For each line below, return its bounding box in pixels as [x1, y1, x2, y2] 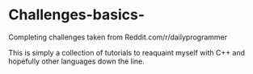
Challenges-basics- [8, 6, 145, 24]
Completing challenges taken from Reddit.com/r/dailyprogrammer [8, 32, 228, 42]
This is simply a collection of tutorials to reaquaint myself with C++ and [8, 47, 245, 57]
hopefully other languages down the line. [8, 56, 145, 66]
